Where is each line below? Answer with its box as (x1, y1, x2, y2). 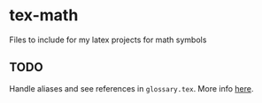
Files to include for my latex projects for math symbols (9, 34, 207, 45)
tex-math (9, 5, 79, 26)
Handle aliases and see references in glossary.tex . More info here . (9, 83, 254, 93)
